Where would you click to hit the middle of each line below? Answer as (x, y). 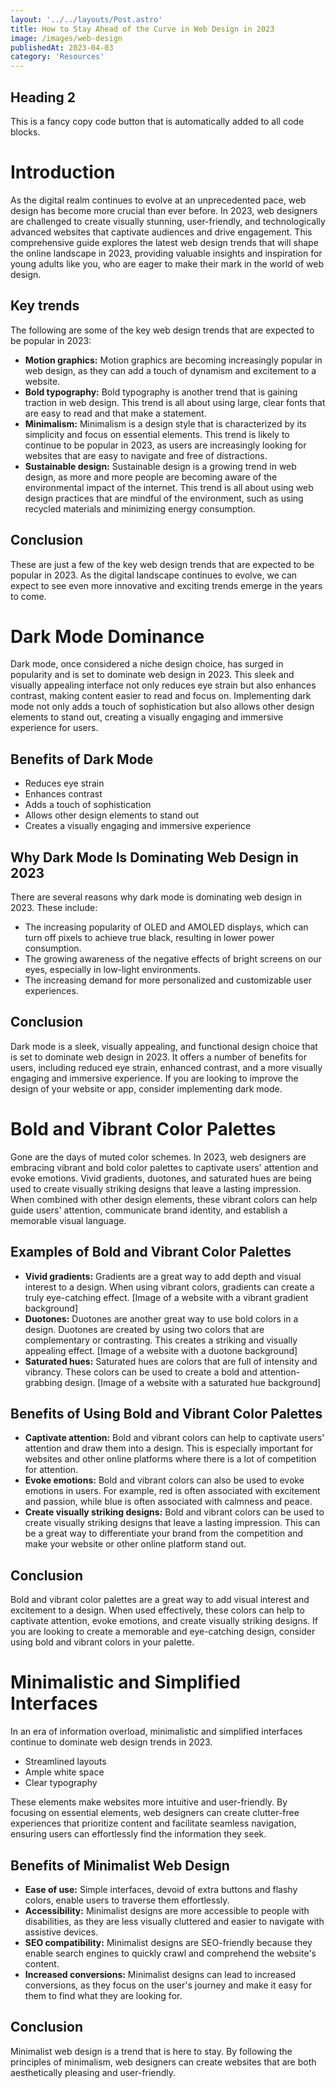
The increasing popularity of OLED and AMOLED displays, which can (166, 927)
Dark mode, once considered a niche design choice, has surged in (147, 664)
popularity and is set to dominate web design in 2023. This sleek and (152, 675)
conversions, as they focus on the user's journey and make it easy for (168, 1985)
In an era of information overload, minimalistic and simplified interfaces (156, 1732)
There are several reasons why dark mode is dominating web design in (156, 897)
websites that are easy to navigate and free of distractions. (146, 455)
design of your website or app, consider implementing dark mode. (146, 1088)
